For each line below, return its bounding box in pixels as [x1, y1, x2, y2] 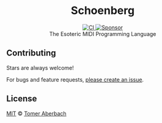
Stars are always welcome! [6, 64, 75, 71]
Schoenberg [70, 4, 135, 18]
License [6, 94, 37, 104]
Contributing [6, 48, 56, 58]
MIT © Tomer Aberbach [6, 110, 67, 117]
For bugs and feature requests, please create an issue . [6, 76, 144, 83]
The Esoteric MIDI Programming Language [49, 30, 156, 37]
